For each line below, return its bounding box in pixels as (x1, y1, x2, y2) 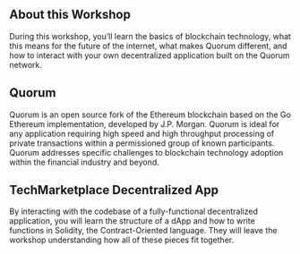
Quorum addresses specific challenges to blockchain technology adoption (9, 147, 284, 157)
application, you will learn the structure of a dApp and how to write (9, 216, 255, 226)
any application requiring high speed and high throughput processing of (9, 128, 275, 139)
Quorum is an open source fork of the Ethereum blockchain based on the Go (9, 109, 291, 120)
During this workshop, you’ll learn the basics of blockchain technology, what (9, 30, 291, 41)
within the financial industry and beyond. (9, 157, 159, 167)
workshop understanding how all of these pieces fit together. (9, 234, 235, 245)
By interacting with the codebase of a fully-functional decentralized (9, 206, 258, 217)
